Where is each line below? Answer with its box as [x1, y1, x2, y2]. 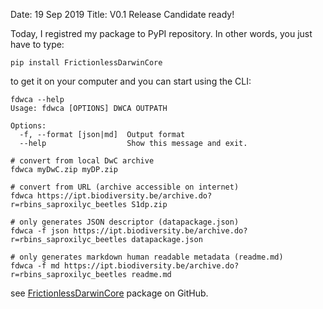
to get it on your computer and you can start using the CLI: [10, 75, 252, 87]
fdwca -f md [10, 261, 60, 271]
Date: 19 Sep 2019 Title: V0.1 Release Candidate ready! [10, 9, 235, 20]
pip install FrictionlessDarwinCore [10, 58, 163, 68]
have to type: [10, 39, 65, 50]
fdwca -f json [10, 226, 70, 236]
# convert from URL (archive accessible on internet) [10, 182, 240, 192]
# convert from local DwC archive [10, 156, 155, 166]
